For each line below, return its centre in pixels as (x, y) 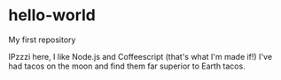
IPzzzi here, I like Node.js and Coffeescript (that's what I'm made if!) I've (140, 56)
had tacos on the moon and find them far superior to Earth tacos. (127, 66)
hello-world (52, 15)
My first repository (42, 40)
